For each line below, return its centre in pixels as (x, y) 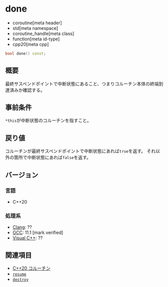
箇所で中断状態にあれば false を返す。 (53, 158)
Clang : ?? (22, 227)
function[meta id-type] (36, 39)
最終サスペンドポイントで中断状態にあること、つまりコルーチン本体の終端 (82, 83)
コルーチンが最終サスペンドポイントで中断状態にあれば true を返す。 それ (80, 151)
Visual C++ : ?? (27, 238)
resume (19, 274)
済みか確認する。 (27, 90)
